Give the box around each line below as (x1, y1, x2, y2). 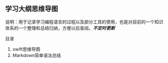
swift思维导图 (12, 46, 41, 52)
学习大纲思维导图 (5, 4, 58, 13)
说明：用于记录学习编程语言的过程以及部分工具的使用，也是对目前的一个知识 (5, 19, 163, 25)
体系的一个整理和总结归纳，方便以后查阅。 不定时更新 (5, 25, 115, 31)
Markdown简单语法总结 (12, 52, 61, 58)
